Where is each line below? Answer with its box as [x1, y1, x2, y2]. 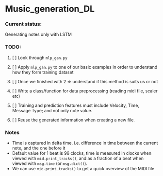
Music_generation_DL [5, 3, 95, 15]
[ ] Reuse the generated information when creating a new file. [12, 117, 135, 123]
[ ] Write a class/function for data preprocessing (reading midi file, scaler [12, 88, 158, 94]
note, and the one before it [12, 145, 65, 151]
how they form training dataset [12, 69, 74, 75]
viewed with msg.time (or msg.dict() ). [12, 161, 87, 166]
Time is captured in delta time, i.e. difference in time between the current [12, 140, 158, 146]
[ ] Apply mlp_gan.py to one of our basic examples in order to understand [12, 64, 158, 70]
